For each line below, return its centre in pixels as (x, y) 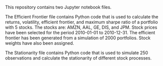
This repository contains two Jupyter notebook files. (58, 7)
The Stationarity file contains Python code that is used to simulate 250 (77, 53)
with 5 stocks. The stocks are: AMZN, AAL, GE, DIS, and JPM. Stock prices (81, 27)
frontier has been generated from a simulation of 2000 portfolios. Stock (78, 38)
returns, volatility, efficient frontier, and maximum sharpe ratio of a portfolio (81, 22)
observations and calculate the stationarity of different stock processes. (78, 58)
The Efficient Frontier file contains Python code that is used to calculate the (82, 17)
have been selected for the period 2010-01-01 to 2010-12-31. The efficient (80, 33)
